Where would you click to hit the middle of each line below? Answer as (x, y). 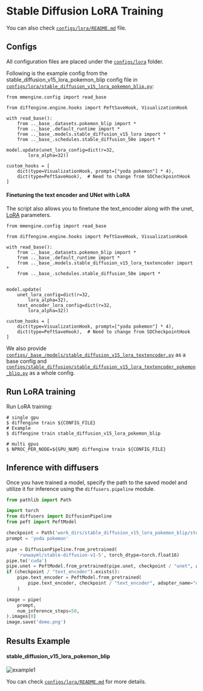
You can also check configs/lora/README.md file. (66, 28)
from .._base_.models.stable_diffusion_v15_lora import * (92, 134)
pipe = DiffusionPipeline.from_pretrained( (62, 549)
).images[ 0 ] (21, 617)
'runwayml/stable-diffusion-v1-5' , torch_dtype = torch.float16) (98, 555)
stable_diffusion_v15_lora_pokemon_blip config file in (72, 79)
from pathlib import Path (39, 500)
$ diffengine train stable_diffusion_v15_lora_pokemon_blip (84, 433)
